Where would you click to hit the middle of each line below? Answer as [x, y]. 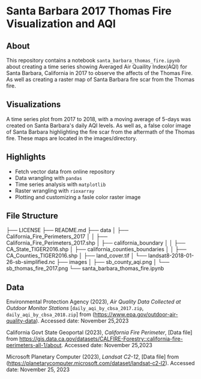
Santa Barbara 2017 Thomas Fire [89, 11]
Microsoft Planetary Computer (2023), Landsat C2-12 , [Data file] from [92, 357]
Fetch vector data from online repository [65, 172]
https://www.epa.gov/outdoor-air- [136, 315]
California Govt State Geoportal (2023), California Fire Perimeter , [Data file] [99, 333]
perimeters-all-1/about [34, 345]
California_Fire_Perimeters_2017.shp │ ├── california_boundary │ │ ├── [96, 243]
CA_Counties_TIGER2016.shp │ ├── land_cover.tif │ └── [76, 255]
